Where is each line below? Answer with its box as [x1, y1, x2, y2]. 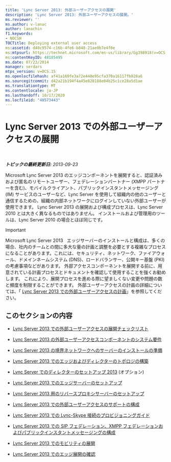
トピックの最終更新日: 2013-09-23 [5, 161, 78, 168]
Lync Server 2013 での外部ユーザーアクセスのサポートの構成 [12, 401, 140, 407]
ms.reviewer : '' [5, 17, 40, 22]
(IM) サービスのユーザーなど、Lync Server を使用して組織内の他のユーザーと [5, 192, 166, 198]
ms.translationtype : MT [5, 83, 56, 88]
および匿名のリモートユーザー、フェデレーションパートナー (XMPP [5, 179, 146, 185]
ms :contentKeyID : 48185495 [5, 55, 63, 60]
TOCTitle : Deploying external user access [5, 41, 97, 46]
